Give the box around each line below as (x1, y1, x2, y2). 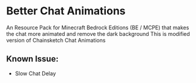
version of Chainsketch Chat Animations (6, 36, 106, 44)
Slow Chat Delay (14, 70, 56, 77)
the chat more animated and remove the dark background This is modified (6, 30, 191, 37)
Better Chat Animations (6, 4, 126, 18)
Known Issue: (6, 54, 59, 64)
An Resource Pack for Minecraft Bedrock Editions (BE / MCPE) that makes (6, 24, 189, 31)
